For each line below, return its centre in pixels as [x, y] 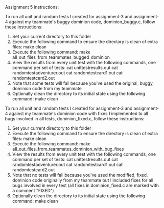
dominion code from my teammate [47, 88]
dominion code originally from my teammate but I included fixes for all [82, 180]
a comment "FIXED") [33, 191]
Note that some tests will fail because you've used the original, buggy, [83, 83]
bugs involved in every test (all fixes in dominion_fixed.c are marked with [85, 185]
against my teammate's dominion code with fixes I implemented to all [79, 114]
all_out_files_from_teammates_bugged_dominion [61, 57]
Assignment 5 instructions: [32, 7]
